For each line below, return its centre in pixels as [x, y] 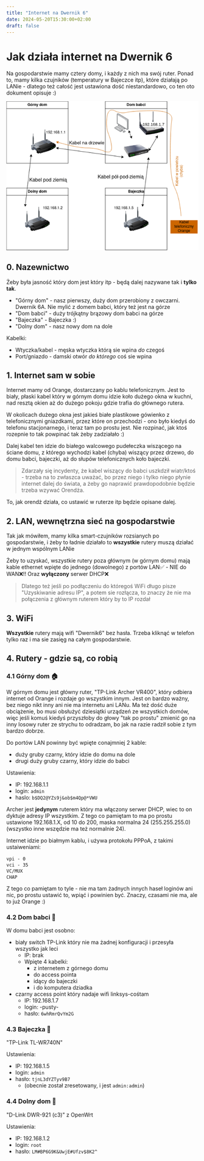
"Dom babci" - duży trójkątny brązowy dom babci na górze [89, 313]
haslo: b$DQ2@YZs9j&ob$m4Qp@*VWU [56, 797]
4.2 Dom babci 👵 [31, 917]
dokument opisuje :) [31, 93]
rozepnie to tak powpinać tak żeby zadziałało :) [65, 434]
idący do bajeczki [55, 981]
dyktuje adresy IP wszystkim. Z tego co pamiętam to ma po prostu [89, 815]
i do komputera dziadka [63, 987]
